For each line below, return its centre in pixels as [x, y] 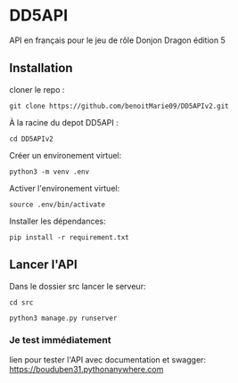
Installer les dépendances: [57, 221]
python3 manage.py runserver [63, 318]
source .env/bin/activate [57, 204]
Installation [41, 68]
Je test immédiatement [60, 340]
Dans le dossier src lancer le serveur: [78, 286]
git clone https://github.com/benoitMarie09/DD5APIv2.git [119, 106]
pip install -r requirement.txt [69, 237]
